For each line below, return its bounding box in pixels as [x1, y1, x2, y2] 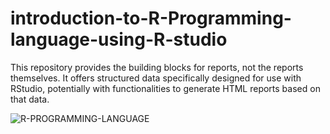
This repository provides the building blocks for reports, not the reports [10, 61, 304, 73]
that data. [10, 93, 50, 105]
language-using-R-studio [10, 28, 228, 51]
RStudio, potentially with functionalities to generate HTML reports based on [10, 82, 321, 94]
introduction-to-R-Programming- [10, 7, 292, 30]
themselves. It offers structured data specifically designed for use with [10, 72, 302, 84]
